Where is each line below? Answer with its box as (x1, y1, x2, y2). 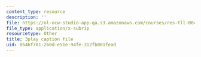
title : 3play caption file (6, 36, 74, 42)
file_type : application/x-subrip (6, 25, 90, 31)
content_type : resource (6, 8, 66, 15)
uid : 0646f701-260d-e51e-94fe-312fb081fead (6, 42, 117, 48)
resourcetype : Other (6, 31, 58, 37)
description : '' (6, 14, 47, 20)
